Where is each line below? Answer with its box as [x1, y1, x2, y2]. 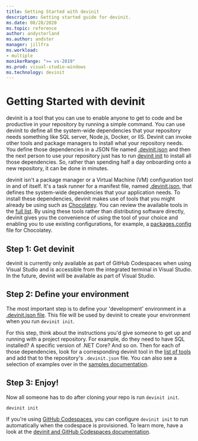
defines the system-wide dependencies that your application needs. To [6, 189, 181, 196]
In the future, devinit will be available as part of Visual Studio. [6, 272, 155, 279]
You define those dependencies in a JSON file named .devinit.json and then [6, 146, 191, 153]
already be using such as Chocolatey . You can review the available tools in [6, 202, 188, 209]
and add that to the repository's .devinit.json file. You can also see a [6, 354, 177, 362]
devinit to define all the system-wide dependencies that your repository [6, 127, 181, 134]
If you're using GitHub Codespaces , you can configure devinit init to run [6, 416, 189, 423]
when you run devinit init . [6, 318, 75, 325]
